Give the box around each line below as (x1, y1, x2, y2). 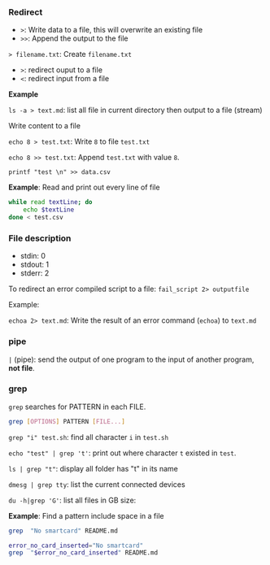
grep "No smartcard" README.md (8, 527, 118, 535)
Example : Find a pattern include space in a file (8, 511, 164, 520)
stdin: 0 (20, 251, 46, 261)
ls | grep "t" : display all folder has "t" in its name (8, 463, 179, 473)
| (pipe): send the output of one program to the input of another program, (8, 354, 255, 364)
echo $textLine (23, 206, 75, 214)
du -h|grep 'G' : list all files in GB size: (8, 495, 137, 505)
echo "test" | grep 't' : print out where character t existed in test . (8, 448, 237, 458)
